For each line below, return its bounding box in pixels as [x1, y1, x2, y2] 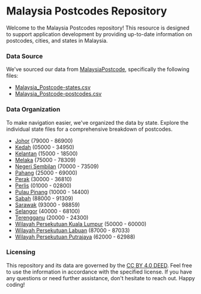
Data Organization [6, 105, 61, 114]
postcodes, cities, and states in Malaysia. [6, 37, 108, 44]
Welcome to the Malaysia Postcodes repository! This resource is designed [6, 24, 190, 31]
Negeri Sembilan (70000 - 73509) [14, 163, 99, 170]
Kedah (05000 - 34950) [14, 143, 75, 151]
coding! [6, 281, 25, 288]
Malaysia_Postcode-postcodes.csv [14, 90, 102, 98]
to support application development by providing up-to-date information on [6, 30, 193, 37]
